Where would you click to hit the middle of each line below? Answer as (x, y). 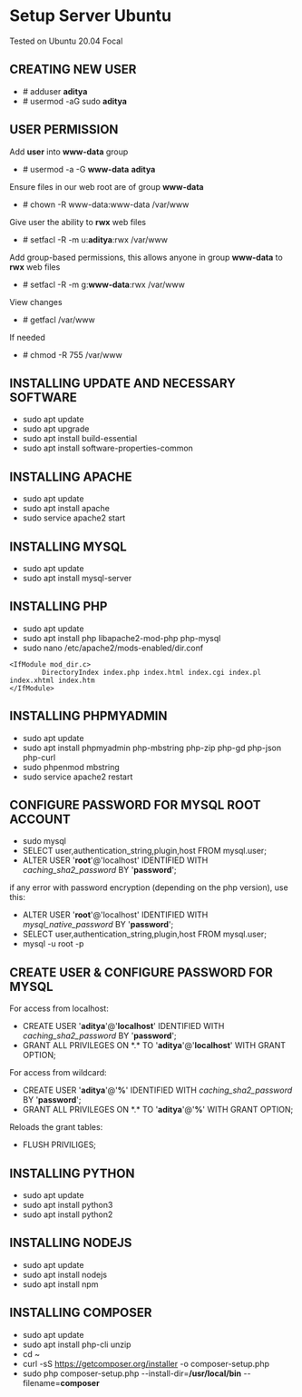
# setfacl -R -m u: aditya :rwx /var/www (95, 239)
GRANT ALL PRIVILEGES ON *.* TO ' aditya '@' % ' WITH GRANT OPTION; (158, 1110)
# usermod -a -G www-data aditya (89, 169)
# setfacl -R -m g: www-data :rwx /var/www (104, 284)
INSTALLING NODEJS (71, 1243)
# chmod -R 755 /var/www (72, 354)
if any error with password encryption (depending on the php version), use (149, 887)
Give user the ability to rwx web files (78, 222)
